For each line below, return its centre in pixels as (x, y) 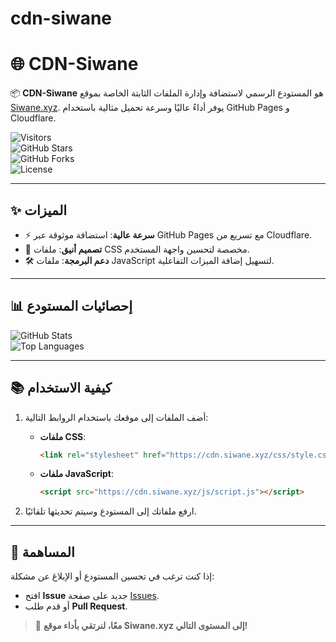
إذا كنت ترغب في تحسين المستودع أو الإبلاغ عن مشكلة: (112, 576)
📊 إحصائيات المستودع (71, 306)
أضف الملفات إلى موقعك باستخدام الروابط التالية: (116, 417)
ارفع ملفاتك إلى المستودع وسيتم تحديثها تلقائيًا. (110, 511)
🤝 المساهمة (42, 552)
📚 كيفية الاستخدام (61, 388)
